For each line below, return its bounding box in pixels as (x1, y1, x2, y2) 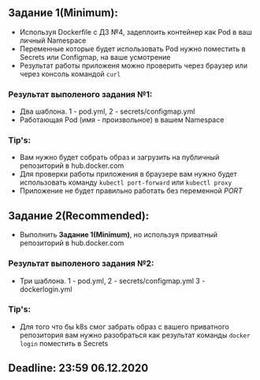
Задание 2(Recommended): (8, 209, 150, 222)
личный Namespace (19, 35, 87, 45)
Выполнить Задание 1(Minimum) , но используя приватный (19, 230, 218, 240)
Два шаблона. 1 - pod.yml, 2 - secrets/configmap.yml (19, 106, 195, 117)
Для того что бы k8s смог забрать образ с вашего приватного (19, 322, 230, 331)
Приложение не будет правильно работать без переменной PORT (19, 186, 243, 196)
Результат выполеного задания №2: (8, 258, 154, 269)
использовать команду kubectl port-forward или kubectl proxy (19, 177, 232, 188)
